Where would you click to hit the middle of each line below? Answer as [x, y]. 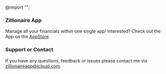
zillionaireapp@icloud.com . [33, 66]
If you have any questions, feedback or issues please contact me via [76, 60]
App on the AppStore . [28, 37]
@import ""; [18, 7]
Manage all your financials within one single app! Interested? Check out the [83, 31]
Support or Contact [29, 50]
